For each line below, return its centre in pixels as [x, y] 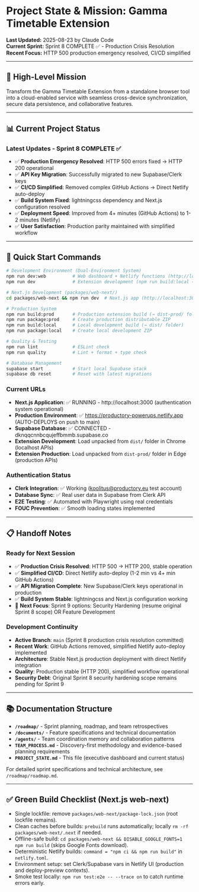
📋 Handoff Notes [39, 533]
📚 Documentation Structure [59, 709]
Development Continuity [42, 627]
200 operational [34, 168]
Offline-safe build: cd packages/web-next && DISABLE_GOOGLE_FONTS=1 [98, 839]
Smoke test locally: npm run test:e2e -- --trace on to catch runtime [99, 877]
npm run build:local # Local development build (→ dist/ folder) [95, 325]
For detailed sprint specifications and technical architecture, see [85, 769]
